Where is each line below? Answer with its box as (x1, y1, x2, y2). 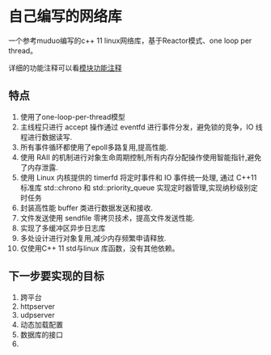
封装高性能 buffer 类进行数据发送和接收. (19, 203, 154, 213)
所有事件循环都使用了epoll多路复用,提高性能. (19, 142, 168, 152)
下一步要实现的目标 (8, 269, 104, 283)
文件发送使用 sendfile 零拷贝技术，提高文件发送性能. (19, 213, 196, 222)
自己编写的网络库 (8, 7, 123, 26)
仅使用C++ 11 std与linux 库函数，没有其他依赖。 (19, 243, 180, 253)
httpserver (19, 301, 55, 311)
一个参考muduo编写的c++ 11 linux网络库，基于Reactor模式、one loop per (8, 36, 252, 45)
